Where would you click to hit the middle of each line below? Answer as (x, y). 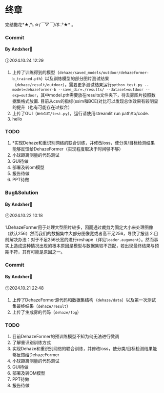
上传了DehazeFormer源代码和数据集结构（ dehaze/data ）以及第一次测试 (84, 300)
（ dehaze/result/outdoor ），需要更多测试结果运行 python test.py (77, 85)
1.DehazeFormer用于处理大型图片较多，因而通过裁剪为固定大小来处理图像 (79, 227)
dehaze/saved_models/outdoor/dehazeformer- (104, 73)
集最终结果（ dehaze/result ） (41, 306)
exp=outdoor (24, 96)
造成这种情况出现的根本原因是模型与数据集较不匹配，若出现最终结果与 (84, 246)
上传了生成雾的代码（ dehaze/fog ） (47, 312)
